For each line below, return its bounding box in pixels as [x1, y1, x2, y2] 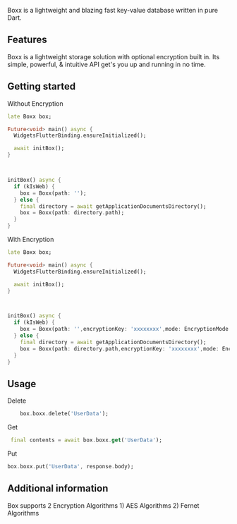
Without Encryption [7, 99, 63, 108]
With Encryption [7, 236, 54, 243]
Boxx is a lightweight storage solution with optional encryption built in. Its [7, 52, 220, 61]
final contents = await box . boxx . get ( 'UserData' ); [10, 437, 162, 444]
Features [7, 34, 47, 46]
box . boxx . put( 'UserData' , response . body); [7, 463, 134, 470]
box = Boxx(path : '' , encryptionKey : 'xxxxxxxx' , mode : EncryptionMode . [20, 326, 232, 333]
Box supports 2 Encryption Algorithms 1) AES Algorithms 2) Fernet [7, 501, 200, 510]
